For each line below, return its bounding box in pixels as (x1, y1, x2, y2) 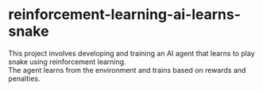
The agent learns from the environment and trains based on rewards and (8, 65, 246, 74)
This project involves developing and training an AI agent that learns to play (8, 48, 256, 58)
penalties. (8, 74, 41, 83)
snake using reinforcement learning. (8, 57, 126, 66)
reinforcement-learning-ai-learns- (8, 6, 241, 24)
